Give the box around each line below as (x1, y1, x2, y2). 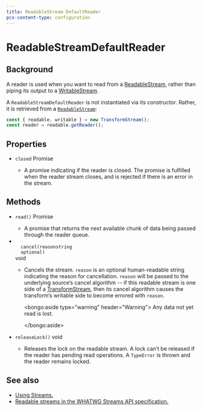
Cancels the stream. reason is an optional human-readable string (24, 266, 185, 273)
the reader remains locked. (24, 357, 91, 365)
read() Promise (14, 212, 54, 220)
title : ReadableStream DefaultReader (6, 8, 101, 15)
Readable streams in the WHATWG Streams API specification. (14, 398, 169, 405)
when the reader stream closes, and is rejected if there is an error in (24, 173, 193, 180)
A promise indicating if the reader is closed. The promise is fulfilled (24, 167, 191, 174)
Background (6, 65, 53, 75)
